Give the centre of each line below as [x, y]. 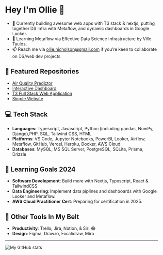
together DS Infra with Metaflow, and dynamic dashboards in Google [81, 28]
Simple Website [28, 98]
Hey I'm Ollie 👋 [35, 10]
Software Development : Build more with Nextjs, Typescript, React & [80, 181]
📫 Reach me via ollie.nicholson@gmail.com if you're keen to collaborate [84, 49]
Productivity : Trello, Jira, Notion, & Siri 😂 [54, 228]
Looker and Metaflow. [34, 196]
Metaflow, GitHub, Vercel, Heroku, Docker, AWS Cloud [66, 144]
